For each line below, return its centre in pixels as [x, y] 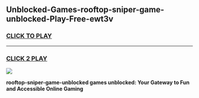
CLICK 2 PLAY [27, 58]
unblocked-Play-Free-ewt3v [60, 19]
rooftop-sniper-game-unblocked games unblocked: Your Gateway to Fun [98, 82]
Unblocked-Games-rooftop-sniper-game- [85, 10]
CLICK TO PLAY [29, 36]
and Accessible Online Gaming [45, 88]
